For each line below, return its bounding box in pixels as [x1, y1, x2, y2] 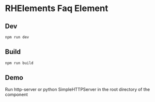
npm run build [5, 61, 34, 65]
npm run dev [5, 35, 29, 39]
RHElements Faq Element [5, 3, 108, 14]
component [5, 91, 28, 97]
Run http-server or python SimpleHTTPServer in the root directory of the [5, 86, 150, 92]
